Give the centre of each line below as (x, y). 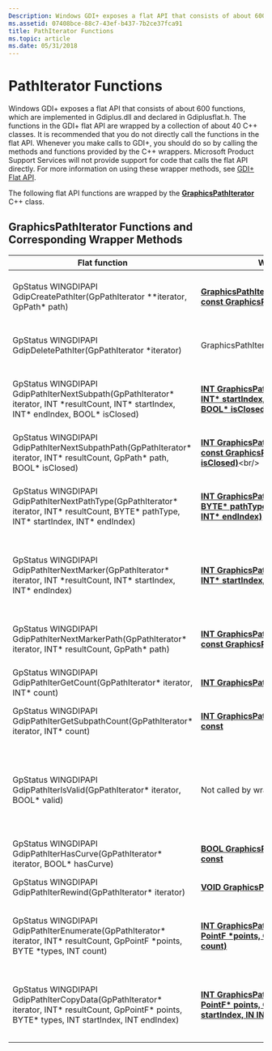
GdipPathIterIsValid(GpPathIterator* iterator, (97, 789)
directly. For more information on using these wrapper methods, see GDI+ (132, 169)
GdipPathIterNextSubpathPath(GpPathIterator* (102, 447)
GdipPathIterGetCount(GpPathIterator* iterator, (102, 682)
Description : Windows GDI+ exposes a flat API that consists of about (130, 16)
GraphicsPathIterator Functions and (100, 227)
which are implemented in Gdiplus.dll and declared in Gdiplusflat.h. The (127, 117)
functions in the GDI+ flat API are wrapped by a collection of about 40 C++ (133, 126)
